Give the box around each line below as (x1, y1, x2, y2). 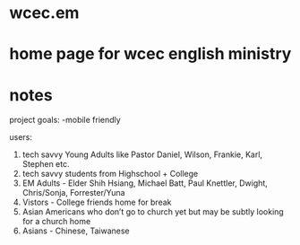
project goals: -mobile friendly (9, 115, 121, 126)
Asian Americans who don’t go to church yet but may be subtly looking (21, 206, 284, 217)
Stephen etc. (21, 159, 70, 170)
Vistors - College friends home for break (21, 197, 172, 208)
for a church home (21, 216, 91, 227)
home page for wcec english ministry (9, 44, 292, 65)
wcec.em (9, 3, 80, 23)
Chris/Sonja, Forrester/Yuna (21, 188, 125, 198)
